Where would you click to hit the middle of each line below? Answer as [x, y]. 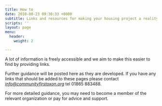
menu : [10, 32]
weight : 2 [24, 41]
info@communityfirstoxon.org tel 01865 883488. [54, 84]
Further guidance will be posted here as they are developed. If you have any [81, 74]
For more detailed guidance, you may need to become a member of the [76, 93]
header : [17, 37]
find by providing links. [28, 64]
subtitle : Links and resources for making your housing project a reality [82, 18]
